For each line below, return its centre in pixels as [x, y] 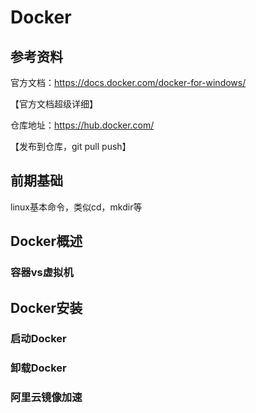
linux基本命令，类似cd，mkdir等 [76, 207]
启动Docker [38, 339]
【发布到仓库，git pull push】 [71, 146]
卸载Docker [38, 368]
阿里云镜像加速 [46, 398]
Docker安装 [46, 307]
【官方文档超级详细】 [54, 104]
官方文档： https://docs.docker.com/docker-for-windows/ [128, 82]
